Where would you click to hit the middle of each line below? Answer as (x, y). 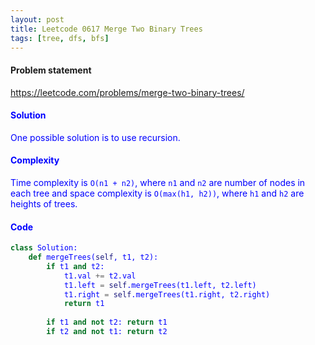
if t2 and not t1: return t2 (107, 332)
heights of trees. (44, 203)
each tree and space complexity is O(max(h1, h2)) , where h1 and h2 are (157, 193)
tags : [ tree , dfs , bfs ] (60, 38)
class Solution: (44, 248)
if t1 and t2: (75, 266)
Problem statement (51, 70)
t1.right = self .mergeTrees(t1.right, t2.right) (167, 294)
